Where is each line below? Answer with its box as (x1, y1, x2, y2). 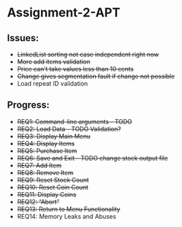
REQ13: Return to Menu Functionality (16, 204, 121, 213)
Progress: (7, 99, 50, 111)
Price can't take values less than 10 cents (16, 65, 134, 73)
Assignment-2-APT (7, 5, 121, 21)
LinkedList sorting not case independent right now (16, 50, 159, 58)
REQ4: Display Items (16, 139, 75, 147)
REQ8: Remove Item (16, 168, 74, 176)
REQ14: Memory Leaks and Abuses (16, 212, 116, 220)
